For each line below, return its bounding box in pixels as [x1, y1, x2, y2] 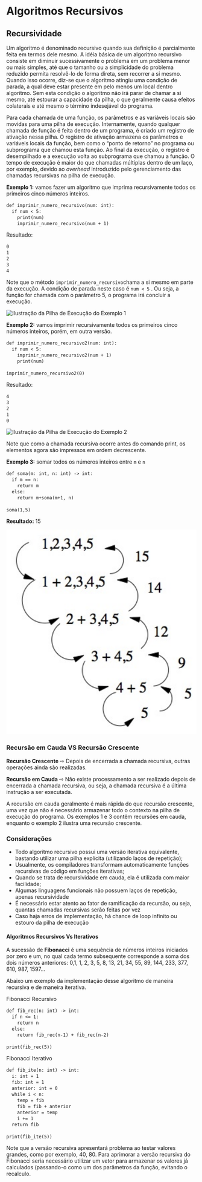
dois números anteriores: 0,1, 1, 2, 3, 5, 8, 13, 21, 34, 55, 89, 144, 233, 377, [6, 959, 188, 967]
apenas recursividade [14, 893, 69, 901]
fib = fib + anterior [17, 1103, 71, 1110]
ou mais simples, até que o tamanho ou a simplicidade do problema [6, 64, 174, 71]
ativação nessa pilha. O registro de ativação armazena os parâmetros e [6, 133, 183, 140]
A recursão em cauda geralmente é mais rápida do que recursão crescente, [6, 800, 194, 807]
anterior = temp [17, 1109, 58, 1116]
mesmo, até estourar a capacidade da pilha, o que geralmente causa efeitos [6, 96, 195, 103]
